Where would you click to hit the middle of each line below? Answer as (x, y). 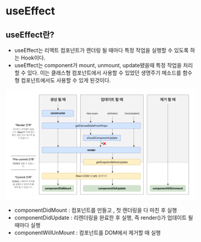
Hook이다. (33, 58)
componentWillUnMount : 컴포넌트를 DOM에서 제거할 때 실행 (87, 233)
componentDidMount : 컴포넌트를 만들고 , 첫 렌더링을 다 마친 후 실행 (96, 210)
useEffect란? (30, 35)
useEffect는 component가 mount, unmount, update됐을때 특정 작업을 (98, 65)
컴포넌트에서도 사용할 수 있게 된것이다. (66, 80)
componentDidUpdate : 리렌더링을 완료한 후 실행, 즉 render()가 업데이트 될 (104, 218)
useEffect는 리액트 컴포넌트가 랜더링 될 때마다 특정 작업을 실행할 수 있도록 (101, 50)
